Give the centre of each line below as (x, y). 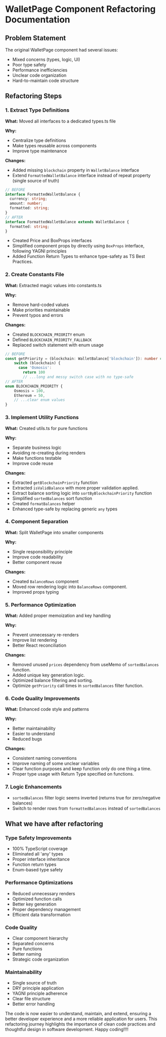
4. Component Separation (37, 522)
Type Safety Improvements (38, 838)
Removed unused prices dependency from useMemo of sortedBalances (85, 665)
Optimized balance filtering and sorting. (53, 680)
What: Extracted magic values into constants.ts (54, 285)
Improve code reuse (33, 463)
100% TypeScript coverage (40, 849)
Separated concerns (33, 944)
